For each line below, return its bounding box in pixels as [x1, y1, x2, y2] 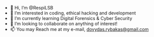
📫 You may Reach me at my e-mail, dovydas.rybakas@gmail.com [10, 26, 149, 32]
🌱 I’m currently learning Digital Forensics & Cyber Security [10, 15, 133, 21]
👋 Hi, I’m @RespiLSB [10, 5, 54, 10]
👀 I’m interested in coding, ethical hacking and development [10, 10, 136, 16]
